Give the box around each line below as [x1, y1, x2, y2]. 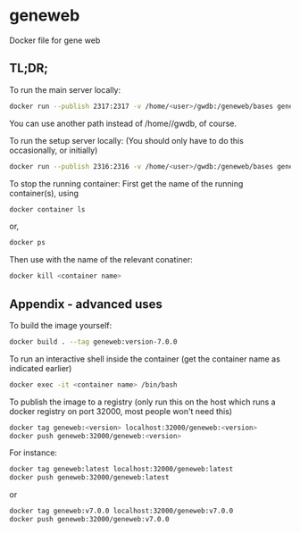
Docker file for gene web [9, 35, 101, 46]
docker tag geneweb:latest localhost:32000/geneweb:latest [9, 465, 234, 474]
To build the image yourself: [9, 320, 112, 330]
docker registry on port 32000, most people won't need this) [9, 405, 233, 416]
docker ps [9, 238, 46, 247]
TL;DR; [9, 61, 49, 76]
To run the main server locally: [9, 84, 121, 95]
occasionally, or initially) [9, 145, 98, 155]
